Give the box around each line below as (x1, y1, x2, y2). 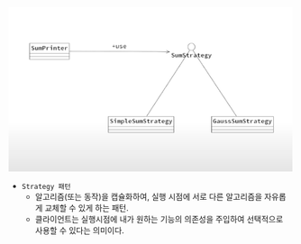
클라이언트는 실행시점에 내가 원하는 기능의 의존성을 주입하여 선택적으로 (34, 213, 284, 224)
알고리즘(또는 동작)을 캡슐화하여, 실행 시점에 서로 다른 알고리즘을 (34, 191, 263, 202)
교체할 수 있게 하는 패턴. (44, 202, 129, 213)
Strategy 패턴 (21, 182, 71, 191)
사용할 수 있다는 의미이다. (34, 224, 125, 236)
